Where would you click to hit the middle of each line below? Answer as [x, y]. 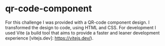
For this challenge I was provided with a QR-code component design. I [78, 22]
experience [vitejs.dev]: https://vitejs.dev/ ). [49, 38]
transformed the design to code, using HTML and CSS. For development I [81, 27]
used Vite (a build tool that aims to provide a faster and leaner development [82, 33]
